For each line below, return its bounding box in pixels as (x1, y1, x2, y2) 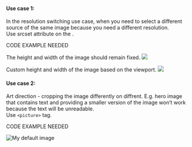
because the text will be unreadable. (6, 105, 94, 112)
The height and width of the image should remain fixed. (6, 54, 141, 61)
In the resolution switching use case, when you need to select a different (6, 18, 183, 25)
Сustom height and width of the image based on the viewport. (6, 66, 157, 73)
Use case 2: (6, 80, 36, 87)
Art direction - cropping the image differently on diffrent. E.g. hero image (6, 93, 183, 100)
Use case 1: (6, 5, 35, 12)
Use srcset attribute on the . (6, 30, 74, 38)
